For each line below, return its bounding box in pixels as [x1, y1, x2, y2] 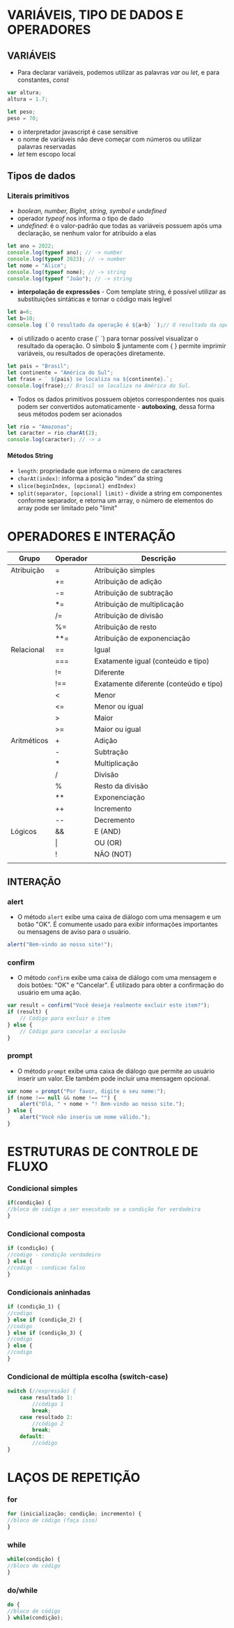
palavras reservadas [17, 142, 77, 150]
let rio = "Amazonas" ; [7, 423, 73, 430]
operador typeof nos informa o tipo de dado [17, 214, 144, 223]
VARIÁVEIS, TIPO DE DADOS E [7, 7, 184, 23]
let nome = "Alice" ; [7, 262, 68, 269]
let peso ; [7, 108, 36, 115]
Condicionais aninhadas [7, 1287, 91, 1297]
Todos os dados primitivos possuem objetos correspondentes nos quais [17, 395, 225, 403]
